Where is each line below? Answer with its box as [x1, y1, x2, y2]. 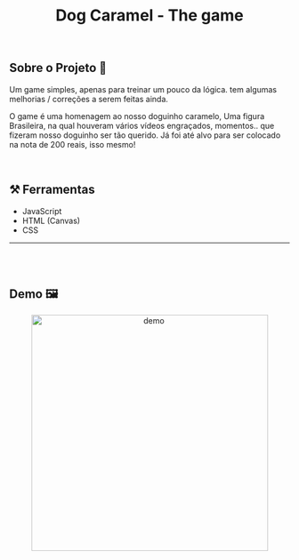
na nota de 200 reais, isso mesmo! [9, 139, 136, 149]
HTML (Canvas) [21, 215, 81, 226]
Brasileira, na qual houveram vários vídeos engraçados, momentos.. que [9, 120, 275, 131]
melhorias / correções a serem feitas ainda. [9, 93, 169, 104]
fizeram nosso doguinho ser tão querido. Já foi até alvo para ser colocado [9, 130, 281, 140]
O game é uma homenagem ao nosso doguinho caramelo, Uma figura [9, 110, 265, 121]
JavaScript [21, 205, 62, 216]
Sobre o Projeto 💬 [9, 60, 108, 76]
